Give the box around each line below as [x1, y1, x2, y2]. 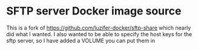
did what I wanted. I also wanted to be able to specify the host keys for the [6, 30, 193, 37]
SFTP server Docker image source [6, 4, 182, 18]
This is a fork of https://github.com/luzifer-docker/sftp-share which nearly [6, 24, 191, 31]
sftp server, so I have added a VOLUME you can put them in [6, 37, 156, 44]
